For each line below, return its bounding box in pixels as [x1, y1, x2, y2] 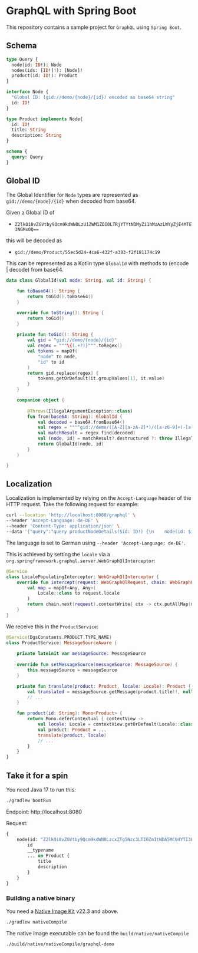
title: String [11, 127, 46, 133]
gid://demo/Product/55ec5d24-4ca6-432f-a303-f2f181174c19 [14, 249, 160, 256]
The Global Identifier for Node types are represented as [6, 192, 138, 199]
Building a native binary [6, 894, 75, 902]
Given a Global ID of [6, 209, 55, 216]
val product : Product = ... [37, 727, 107, 733]
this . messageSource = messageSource [27, 667, 117, 673]
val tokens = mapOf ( [27, 348, 78, 354]
